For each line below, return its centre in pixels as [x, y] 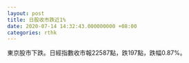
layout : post [26, 13]
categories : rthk [32, 33]
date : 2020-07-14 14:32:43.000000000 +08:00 [72, 26]
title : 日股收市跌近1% [37, 20]
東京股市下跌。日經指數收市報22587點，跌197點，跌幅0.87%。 [97, 53]
